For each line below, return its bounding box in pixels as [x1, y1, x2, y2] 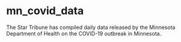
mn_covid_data [6, 4, 84, 18]
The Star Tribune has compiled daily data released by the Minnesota [6, 24, 176, 31]
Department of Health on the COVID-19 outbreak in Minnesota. [6, 30, 162, 37]
